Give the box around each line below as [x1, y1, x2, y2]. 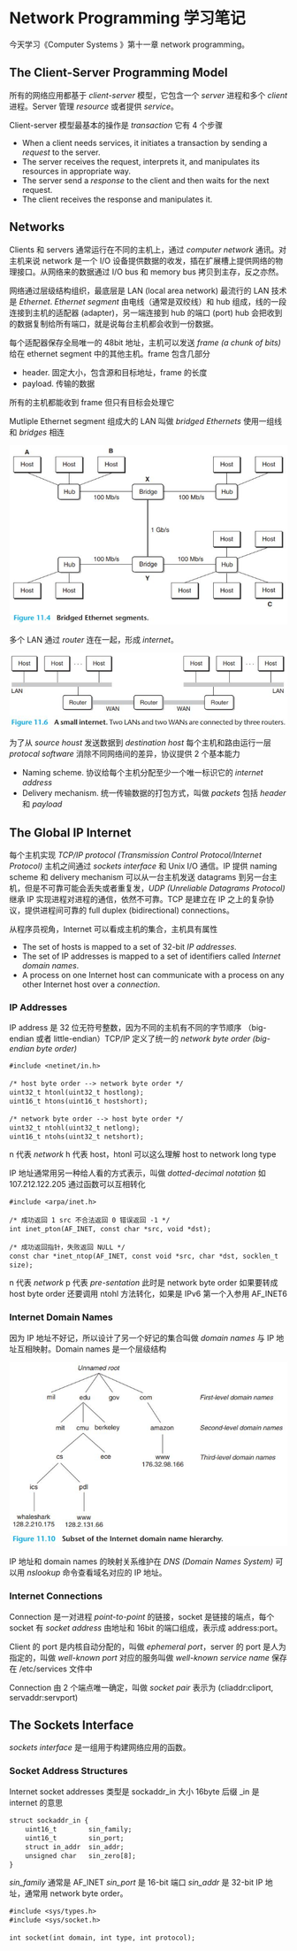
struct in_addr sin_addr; [25, 1842, 125, 1851]
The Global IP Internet [9, 825, 132, 840]
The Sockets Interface [9, 1718, 134, 1733]
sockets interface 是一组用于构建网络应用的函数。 [9, 1742, 192, 1753]
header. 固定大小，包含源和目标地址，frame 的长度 [21, 366, 208, 377]
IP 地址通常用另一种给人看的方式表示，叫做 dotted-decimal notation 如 [9, 1168, 267, 1178]
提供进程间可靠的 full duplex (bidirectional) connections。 [24, 905, 234, 915]
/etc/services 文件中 [19, 1663, 93, 1674]
